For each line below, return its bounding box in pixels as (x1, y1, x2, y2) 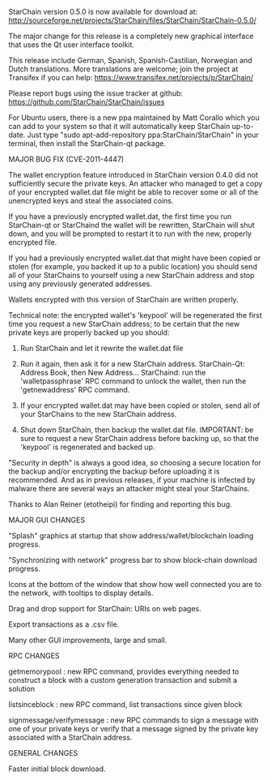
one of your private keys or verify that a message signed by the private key (8, 724, 259, 733)
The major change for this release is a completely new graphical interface (8, 32, 254, 41)
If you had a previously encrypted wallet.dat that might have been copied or (8, 253, 261, 263)
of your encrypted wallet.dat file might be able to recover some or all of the (8, 187, 259, 197)
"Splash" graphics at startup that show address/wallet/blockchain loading (8, 531, 254, 540)
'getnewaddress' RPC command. (19, 385, 130, 394)
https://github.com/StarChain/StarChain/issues (8, 97, 165, 106)
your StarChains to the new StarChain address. (19, 409, 177, 418)
